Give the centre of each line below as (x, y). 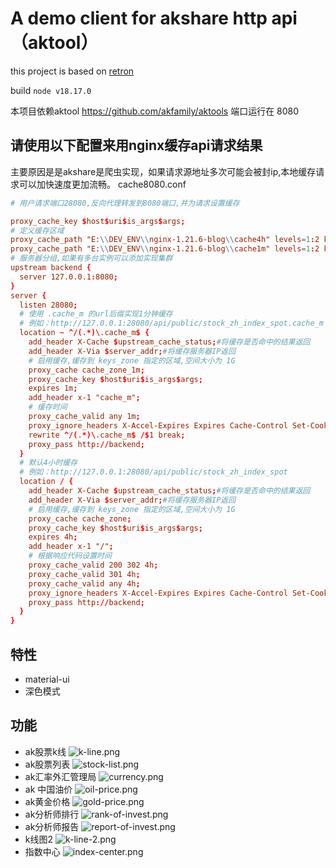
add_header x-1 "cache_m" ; (84, 398)
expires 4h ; (53, 537)
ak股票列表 (47, 764)
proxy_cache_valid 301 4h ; (84, 574)
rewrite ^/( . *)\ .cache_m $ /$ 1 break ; (107, 435)
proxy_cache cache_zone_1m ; (86, 370)
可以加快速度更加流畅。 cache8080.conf (102, 184)
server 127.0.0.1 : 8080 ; (68, 277)
